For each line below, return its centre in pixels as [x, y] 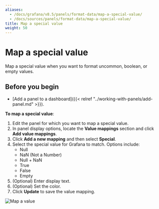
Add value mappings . [35, 133]
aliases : [14, 10]
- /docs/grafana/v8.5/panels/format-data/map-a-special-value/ [76, 14]
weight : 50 [16, 28]
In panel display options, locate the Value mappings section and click [83, 128]
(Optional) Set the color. [37, 186]
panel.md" [23, 104]
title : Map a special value [34, 23]
